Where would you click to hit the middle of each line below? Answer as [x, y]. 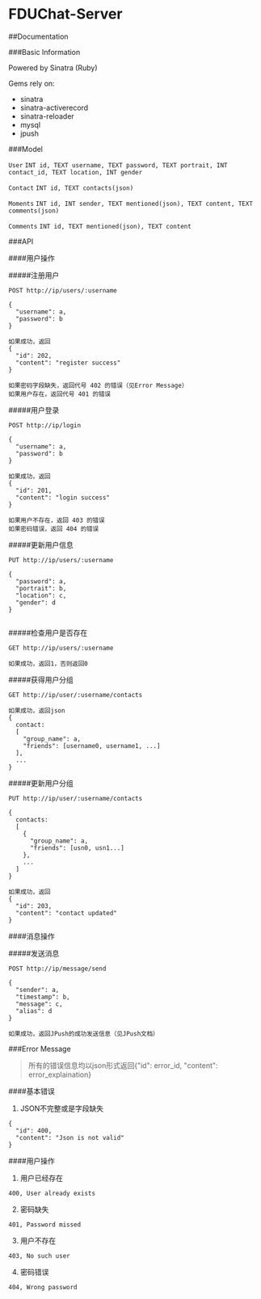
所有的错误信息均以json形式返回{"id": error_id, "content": [123, 1065]
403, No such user [39, 1256]
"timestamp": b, [43, 997]
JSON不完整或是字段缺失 [62, 1108]
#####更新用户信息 [41, 544]
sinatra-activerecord [54, 107]
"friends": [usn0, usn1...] [77, 848]
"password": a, [41, 581]
